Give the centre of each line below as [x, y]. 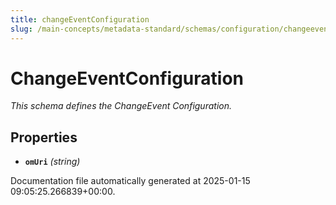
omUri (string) [52, 162]
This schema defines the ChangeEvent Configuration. [121, 106]
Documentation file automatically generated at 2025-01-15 [130, 181]
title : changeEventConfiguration [80, 19]
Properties [44, 137]
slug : [21, 29]
